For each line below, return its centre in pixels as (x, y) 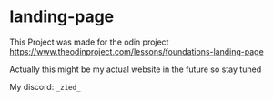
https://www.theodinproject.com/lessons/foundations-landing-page (136, 51)
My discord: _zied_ (45, 86)
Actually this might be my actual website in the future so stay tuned (136, 69)
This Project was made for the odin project (89, 42)
